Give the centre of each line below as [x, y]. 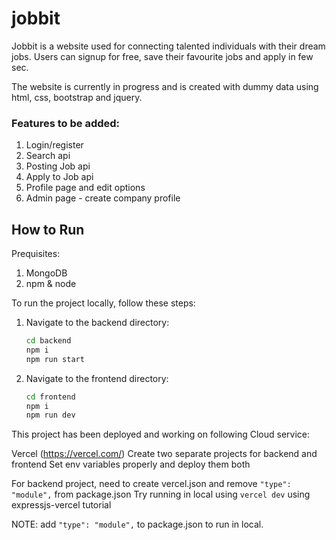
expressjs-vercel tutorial [61, 505]
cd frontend [50, 397]
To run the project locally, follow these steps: [103, 303]
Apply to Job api [59, 177]
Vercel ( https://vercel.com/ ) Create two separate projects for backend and [164, 454]
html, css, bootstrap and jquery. [77, 97]
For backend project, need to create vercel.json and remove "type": [151, 484]
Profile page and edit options [85, 188]
